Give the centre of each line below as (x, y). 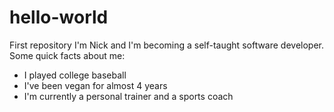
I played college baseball (75, 75)
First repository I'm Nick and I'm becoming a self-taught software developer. (167, 45)
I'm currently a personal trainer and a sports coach (128, 96)
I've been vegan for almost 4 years (95, 85)
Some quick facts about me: (67, 55)
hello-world (59, 17)
